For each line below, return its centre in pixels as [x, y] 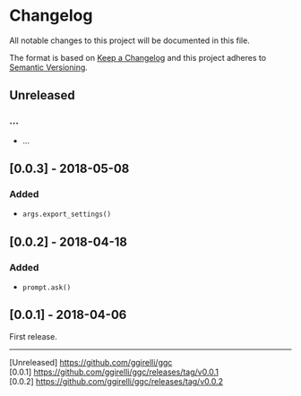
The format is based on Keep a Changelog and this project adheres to [138, 57]
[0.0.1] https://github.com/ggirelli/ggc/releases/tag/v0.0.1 [114, 372]
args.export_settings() [67, 215]
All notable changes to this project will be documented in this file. [130, 40]
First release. [34, 336]
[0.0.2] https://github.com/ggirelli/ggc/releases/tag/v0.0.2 [116, 381]
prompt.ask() [47, 288]
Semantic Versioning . [48, 67]
